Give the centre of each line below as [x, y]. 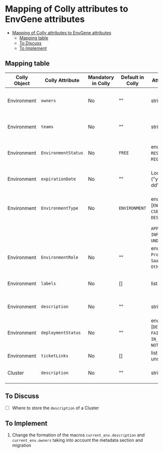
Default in [132, 77]
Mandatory [101, 77]
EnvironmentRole [60, 257]
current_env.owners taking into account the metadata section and [77, 440]
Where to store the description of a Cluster [56, 408]
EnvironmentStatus [62, 153]
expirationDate [58, 179]
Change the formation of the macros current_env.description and [78, 435]
